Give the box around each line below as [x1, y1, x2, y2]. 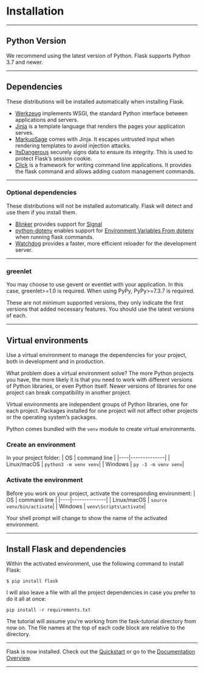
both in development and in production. [6, 357, 105, 365]
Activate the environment [6, 476, 83, 484]
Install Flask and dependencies [6, 544, 126, 554]
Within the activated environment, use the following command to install [6, 560, 184, 567]
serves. [15, 129, 35, 136]
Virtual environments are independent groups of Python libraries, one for [6, 401, 188, 408]
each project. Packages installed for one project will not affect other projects [6, 407, 198, 414]
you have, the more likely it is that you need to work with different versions [6, 376, 192, 383]
